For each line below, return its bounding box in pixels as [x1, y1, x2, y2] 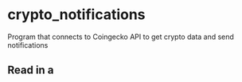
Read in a [7, 64, 54, 77]
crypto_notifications [7, 6, 146, 24]
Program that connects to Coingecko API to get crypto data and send [7, 32, 234, 41]
